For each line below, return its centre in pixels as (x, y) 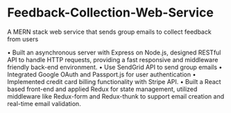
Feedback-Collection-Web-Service (110, 13)
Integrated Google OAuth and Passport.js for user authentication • (102, 74)
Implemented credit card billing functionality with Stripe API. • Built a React (114, 81)
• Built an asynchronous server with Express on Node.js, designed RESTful (114, 52)
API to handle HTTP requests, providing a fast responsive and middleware (113, 59)
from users (23, 39)
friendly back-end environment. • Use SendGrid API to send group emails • (115, 67)
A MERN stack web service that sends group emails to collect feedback (109, 32)
